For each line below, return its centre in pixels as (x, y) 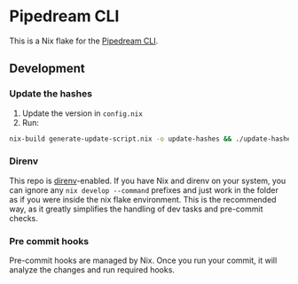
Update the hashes (51, 94)
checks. (24, 218)
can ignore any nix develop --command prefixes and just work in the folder (144, 190)
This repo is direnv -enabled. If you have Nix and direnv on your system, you (148, 180)
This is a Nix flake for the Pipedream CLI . (84, 41)
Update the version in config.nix (82, 113)
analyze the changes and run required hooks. (92, 270)
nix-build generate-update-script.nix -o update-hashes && (121, 139)
